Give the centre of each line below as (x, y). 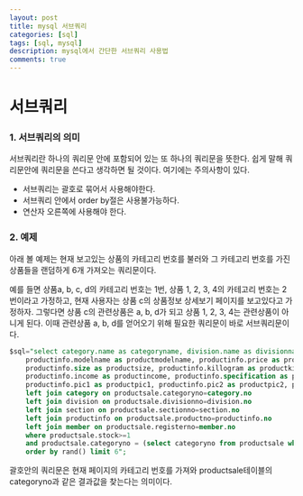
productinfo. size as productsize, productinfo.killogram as (141, 368)
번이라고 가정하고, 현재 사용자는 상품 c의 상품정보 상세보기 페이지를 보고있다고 (147, 300)
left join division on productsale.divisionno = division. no (139, 402)
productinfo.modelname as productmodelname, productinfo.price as (153, 360)
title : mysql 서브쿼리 (48, 26)
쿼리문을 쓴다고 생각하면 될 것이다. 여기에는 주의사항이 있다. (145, 170)
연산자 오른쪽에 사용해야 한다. (74, 212)
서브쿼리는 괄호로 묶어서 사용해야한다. (89, 189)
